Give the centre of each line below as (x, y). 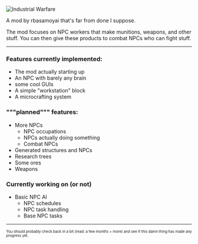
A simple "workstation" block (50, 91)
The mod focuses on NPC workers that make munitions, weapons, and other (99, 32)
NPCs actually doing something (62, 137)
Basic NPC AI (31, 197)
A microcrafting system (43, 97)
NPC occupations (45, 131)
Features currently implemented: (54, 59)
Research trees (33, 156)
